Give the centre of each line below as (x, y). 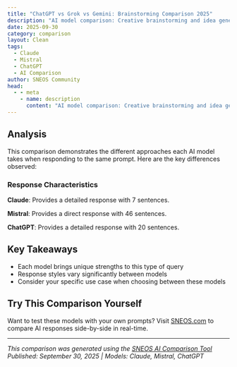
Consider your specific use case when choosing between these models (121, 281)
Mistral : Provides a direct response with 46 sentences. (87, 213)
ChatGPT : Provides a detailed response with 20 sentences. (93, 227)
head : (15, 86)
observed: (22, 166)
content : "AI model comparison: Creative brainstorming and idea (124, 106)
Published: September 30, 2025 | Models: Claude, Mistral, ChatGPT (106, 356)
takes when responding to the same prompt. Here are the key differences (114, 159)
